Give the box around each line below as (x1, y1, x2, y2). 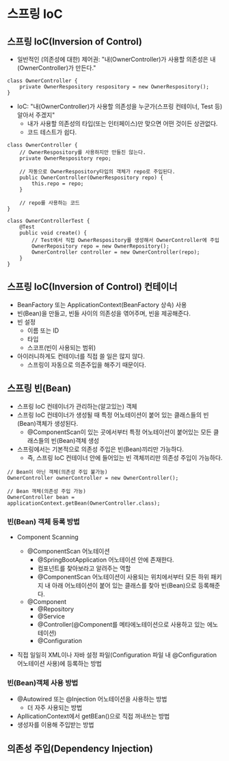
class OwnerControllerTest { (7, 217, 90, 224)
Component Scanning (16, 533, 79, 541)
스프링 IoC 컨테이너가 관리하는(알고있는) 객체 (16, 402, 137, 410)
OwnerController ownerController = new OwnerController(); (7, 474, 179, 481)
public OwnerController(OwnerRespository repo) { (19, 174, 164, 181)
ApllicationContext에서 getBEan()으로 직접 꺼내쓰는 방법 (16, 712, 170, 721)
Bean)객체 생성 (59, 436, 100, 444)
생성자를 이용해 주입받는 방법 (16, 721, 94, 729)
